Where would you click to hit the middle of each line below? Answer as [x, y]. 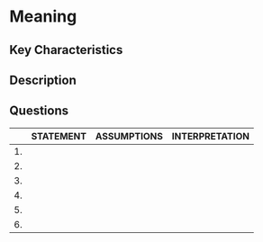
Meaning [43, 17]
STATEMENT [59, 136]
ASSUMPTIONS [129, 136]
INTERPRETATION [211, 136]
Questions [39, 111]
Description [43, 80]
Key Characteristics [66, 50]
